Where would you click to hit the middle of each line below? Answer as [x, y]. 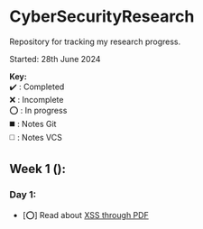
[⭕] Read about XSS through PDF [85, 215]
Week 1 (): [37, 169]
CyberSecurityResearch [102, 17]
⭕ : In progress [38, 110]
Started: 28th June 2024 [55, 59]
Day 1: [23, 195]
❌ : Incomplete [37, 99]
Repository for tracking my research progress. [95, 41]
